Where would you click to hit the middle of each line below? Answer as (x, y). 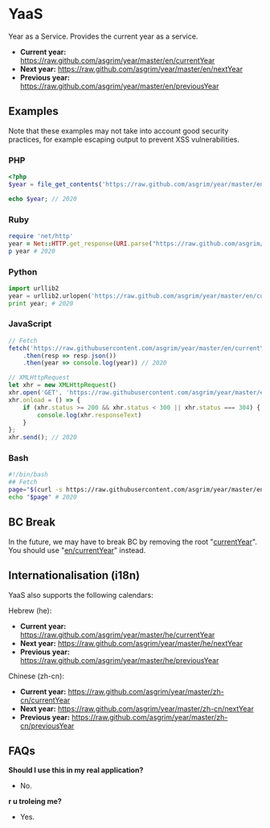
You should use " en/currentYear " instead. (77, 550)
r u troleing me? (35, 801)
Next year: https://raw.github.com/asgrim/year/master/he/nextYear (131, 643)
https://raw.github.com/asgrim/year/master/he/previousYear (119, 660)
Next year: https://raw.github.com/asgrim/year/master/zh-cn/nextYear (137, 708)
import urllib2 (34, 288)
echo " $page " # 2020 (43, 497)
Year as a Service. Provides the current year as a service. (103, 36)
